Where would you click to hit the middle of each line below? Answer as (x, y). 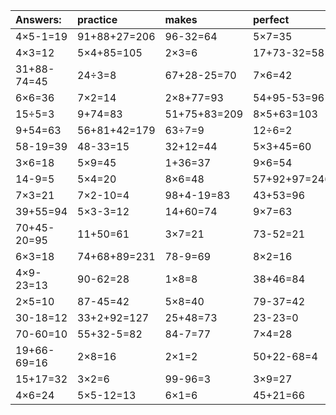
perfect (271, 19)
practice (97, 19)
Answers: (38, 19)
